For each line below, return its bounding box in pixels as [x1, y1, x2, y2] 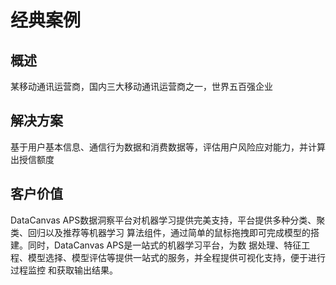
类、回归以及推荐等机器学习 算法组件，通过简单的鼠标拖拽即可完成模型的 [10, 226, 311, 238]
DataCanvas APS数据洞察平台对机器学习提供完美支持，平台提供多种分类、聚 [10, 214, 326, 226]
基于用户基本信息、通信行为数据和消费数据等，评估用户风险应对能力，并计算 [10, 141, 326, 153]
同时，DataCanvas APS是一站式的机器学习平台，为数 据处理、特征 [27, 239, 302, 251]
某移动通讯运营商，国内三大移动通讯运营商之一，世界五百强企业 [10, 81, 273, 92]
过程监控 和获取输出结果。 [10, 264, 118, 276]
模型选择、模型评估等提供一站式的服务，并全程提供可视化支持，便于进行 [27, 251, 326, 263]
